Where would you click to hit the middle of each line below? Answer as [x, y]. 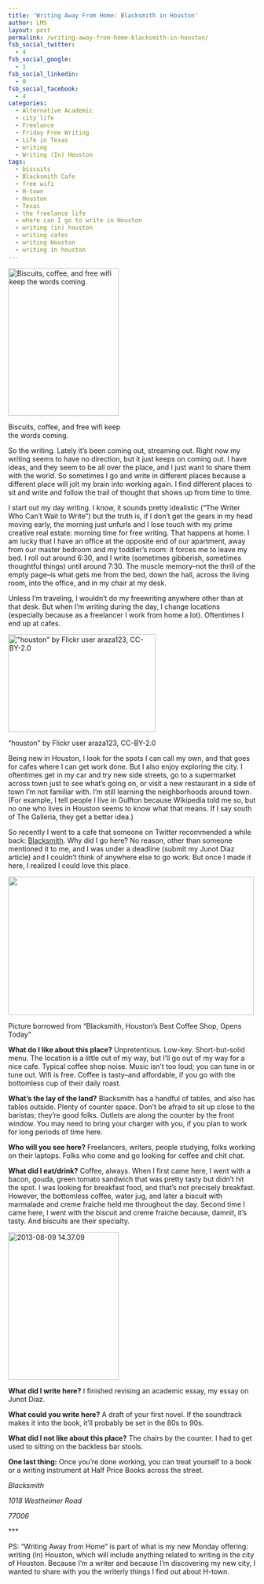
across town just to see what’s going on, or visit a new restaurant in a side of [132, 783]
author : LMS [27, 23]
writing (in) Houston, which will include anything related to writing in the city [131, 1554]
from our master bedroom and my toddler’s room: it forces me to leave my [128, 549]
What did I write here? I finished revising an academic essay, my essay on [128, 1390]
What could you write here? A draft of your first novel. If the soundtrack [125, 1414]
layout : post [29, 30]
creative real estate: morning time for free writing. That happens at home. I [129, 532]
